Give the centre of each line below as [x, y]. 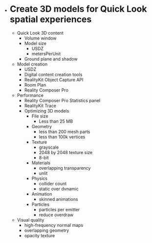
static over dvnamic [59, 189]
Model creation [32, 64]
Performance [30, 95]
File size [40, 116]
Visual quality [31, 220]
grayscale [49, 147]
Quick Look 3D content [40, 33]
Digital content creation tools [53, 74]
